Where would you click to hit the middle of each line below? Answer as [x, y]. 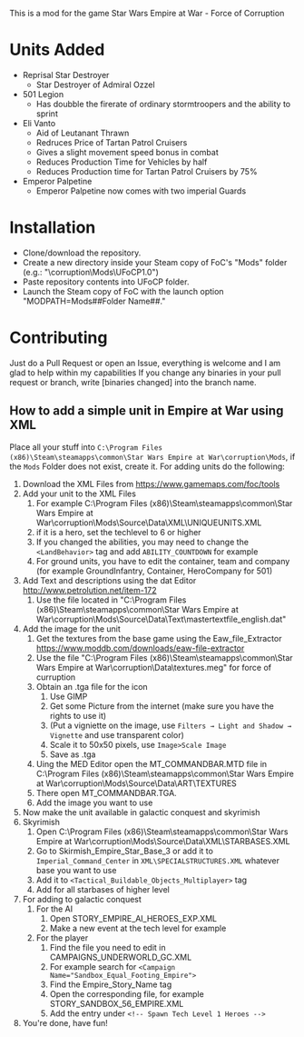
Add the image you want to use [94, 803]
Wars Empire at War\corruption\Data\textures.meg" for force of [154, 667]
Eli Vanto [39, 123]
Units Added [57, 50]
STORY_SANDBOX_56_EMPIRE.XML [117, 1003]
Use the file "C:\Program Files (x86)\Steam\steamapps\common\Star [164, 657]
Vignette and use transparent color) [117, 734]
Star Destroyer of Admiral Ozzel [96, 85]
